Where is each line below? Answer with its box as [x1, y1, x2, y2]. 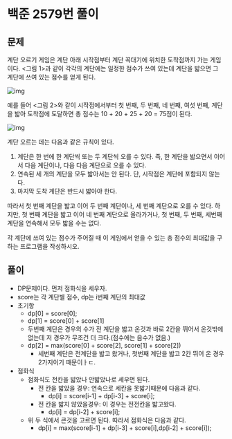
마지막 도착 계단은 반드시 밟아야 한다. [17, 187, 118, 195]
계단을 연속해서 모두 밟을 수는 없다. [7, 219, 102, 227]
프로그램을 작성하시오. [19, 243, 80, 250]
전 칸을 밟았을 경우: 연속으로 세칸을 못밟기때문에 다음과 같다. [37, 384, 201, 392]
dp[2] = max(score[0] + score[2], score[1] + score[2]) [27, 341, 181, 349]
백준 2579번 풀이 [7, 6, 99, 22]
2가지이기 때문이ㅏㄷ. [37, 357, 96, 366]
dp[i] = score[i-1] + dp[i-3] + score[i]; [48, 391, 155, 400]
